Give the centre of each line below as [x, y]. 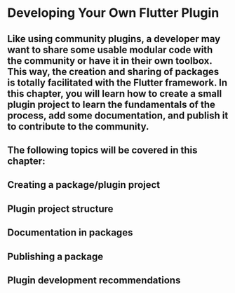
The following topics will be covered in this [102, 150]
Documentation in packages [70, 233]
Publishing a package [55, 256]
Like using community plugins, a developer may [114, 39]
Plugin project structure [60, 209]
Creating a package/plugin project [84, 185]
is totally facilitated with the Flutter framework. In [117, 82]
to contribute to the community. [78, 127]
